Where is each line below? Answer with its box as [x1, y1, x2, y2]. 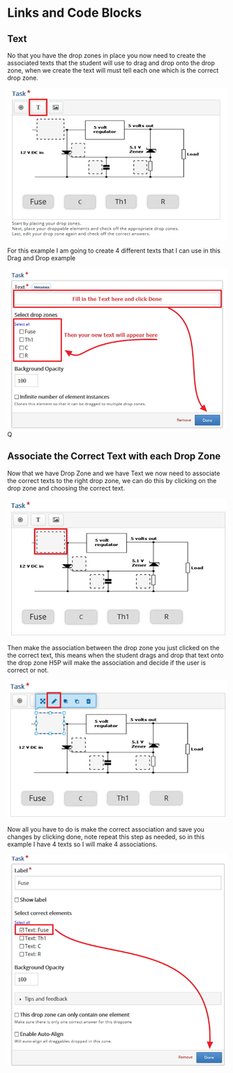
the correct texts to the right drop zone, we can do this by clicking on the [7, 476, 217, 484]
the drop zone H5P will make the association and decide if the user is [7, 658, 206, 666]
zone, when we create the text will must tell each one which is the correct [7, 66, 219, 74]
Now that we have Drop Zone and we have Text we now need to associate [7, 469, 220, 477]
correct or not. [7, 666, 49, 674]
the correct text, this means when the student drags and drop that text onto [7, 651, 224, 659]
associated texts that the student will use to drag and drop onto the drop [7, 59, 215, 67]
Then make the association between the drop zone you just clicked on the [7, 643, 220, 652]
